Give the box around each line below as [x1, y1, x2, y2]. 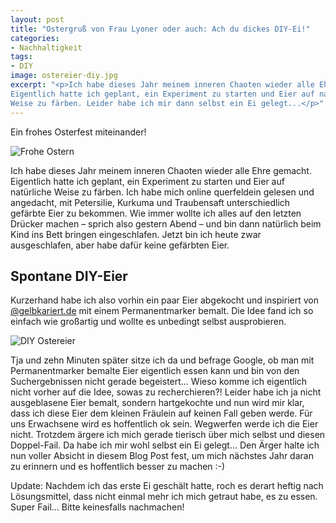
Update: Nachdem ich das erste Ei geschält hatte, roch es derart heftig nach [10, 480, 324, 492]
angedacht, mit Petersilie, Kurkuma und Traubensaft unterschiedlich [10, 196, 291, 208]
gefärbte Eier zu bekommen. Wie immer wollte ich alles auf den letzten [10, 207, 302, 219]
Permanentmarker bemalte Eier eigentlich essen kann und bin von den [10, 365, 300, 377]
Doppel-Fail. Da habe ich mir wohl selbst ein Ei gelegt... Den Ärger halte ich [10, 439, 320, 451]
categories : [10, 33, 60, 43]
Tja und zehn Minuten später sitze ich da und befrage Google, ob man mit [10, 354, 315, 366]
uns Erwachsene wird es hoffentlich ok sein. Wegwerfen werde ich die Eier [10, 418, 319, 430]
